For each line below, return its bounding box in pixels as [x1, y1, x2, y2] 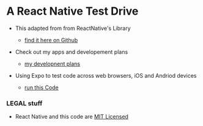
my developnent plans [24, 60, 81, 67]
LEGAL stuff [6, 99, 43, 108]
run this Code [24, 84, 59, 91]
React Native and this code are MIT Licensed [15, 113, 128, 120]
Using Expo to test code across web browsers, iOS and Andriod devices [15, 72, 197, 79]
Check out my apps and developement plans [15, 48, 128, 56]
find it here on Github [24, 36, 78, 43]
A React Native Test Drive [6, 4, 139, 18]
